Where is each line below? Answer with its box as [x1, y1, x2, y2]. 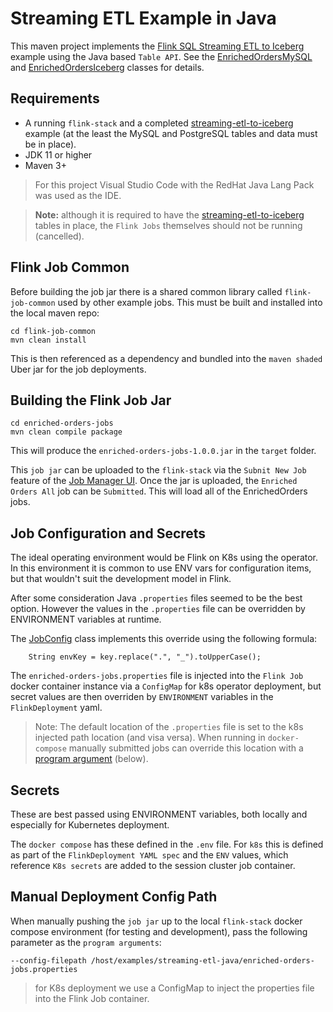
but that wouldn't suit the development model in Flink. [10, 573, 232, 585]
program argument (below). [34, 753, 149, 765]
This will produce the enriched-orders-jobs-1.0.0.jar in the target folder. [10, 445, 317, 457]
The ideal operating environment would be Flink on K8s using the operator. [10, 552, 319, 564]
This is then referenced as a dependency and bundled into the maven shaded [10, 352, 323, 364]
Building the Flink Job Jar [10, 392, 172, 409]
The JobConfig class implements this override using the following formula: [10, 633, 318, 645]
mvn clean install [10, 335, 87, 345]
